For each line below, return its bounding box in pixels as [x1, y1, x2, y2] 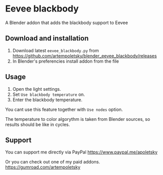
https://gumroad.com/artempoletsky [5, 164, 80, 170]
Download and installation [5, 34, 89, 43]
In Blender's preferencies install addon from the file [12, 58, 119, 64]
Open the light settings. [12, 86, 61, 92]
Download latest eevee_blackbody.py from [12, 47, 99, 53]
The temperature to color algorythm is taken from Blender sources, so [5, 116, 150, 122]
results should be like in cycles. [5, 121, 70, 127]
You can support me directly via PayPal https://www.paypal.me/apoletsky [5, 149, 157, 155]
